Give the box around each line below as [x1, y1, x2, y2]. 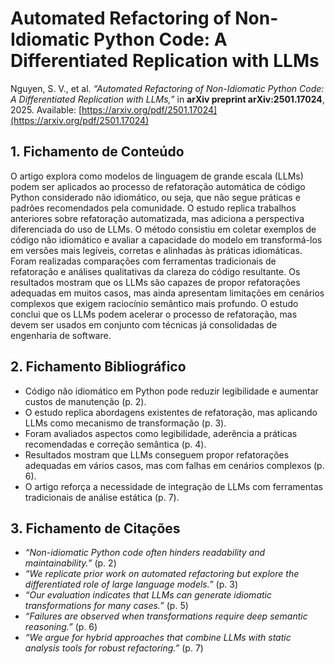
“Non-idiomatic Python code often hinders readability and [24, 547, 266, 559]
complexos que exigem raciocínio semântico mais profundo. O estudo [10, 297, 299, 309]
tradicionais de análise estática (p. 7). [24, 491, 180, 503]
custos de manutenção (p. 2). [24, 395, 147, 407]
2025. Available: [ [10, 103, 83, 116]
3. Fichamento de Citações [10, 520, 181, 537]
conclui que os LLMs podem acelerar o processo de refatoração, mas [10, 308, 298, 320]
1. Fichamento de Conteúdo [10, 143, 185, 161]
